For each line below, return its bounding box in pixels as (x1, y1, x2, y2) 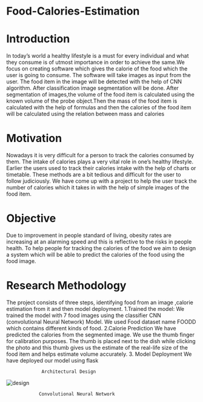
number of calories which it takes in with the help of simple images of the (6, 184, 190, 191)
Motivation (6, 132, 62, 145)
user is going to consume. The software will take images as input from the (6, 72, 191, 79)
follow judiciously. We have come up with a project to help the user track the (6, 177, 197, 185)
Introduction (6, 32, 70, 46)
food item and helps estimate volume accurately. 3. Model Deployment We (6, 350, 192, 358)
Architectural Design (41, 369, 96, 375)
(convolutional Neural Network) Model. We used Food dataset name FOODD (6, 318, 196, 325)
